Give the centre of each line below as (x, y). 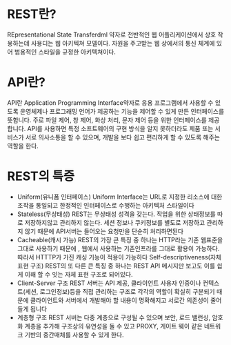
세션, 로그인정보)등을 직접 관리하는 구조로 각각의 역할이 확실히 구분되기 (120, 291)
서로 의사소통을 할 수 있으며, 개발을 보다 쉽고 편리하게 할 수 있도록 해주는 (123, 137)
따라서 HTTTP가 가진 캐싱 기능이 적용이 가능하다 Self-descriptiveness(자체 (119, 257)
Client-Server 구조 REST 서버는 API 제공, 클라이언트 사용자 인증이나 (109, 283)
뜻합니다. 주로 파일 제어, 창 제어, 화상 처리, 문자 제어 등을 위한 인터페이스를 (107, 120)
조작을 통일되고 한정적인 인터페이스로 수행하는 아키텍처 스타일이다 (106, 205)
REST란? (32, 14)
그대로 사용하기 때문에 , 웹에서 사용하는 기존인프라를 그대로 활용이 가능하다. (118, 248)
